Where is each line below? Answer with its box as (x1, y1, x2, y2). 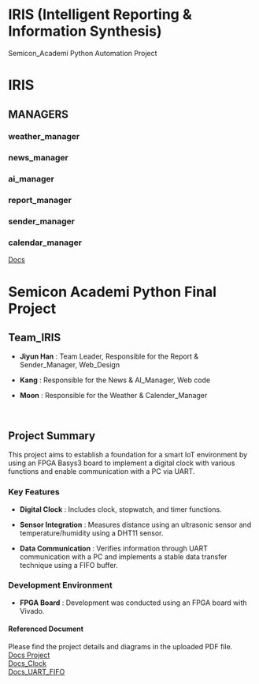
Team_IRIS (8, 331, 61, 344)
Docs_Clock (8, 659, 47, 668)
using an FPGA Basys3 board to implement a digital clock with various (8, 458, 235, 468)
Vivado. (19, 606, 45, 615)
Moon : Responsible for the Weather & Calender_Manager (19, 391, 208, 400)
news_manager (8, 152, 68, 163)
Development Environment (8, 580, 113, 591)
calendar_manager (8, 237, 83, 248)
